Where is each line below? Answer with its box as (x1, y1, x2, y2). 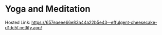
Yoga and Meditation (5, 3, 91, 15)
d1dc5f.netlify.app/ (5, 24, 42, 30)
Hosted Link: (5, 19, 31, 25)
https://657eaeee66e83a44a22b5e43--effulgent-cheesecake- (31, 19, 157, 25)
